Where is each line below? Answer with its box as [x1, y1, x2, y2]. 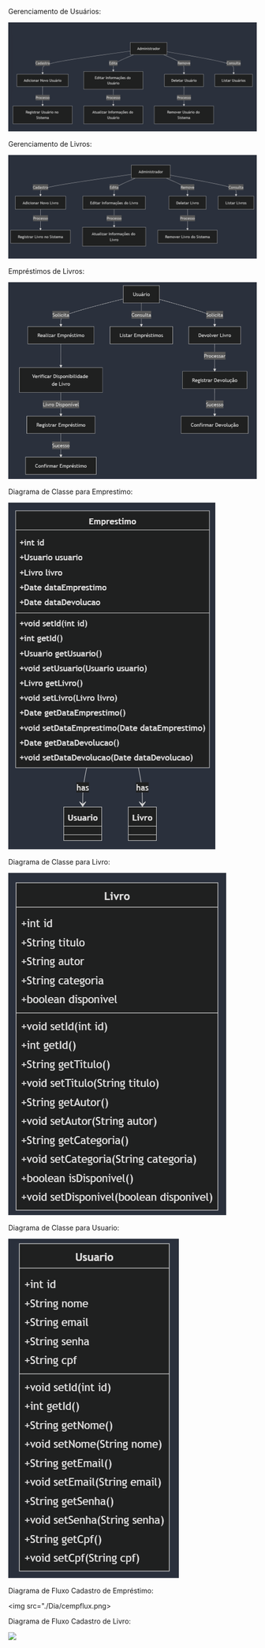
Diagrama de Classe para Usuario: [8, 1223, 120, 1232]
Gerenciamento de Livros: [8, 140, 92, 149]
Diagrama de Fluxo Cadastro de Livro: [8, 1616, 132, 1626]
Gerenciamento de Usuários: [8, 7, 102, 16]
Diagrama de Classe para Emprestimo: [8, 487, 133, 496]
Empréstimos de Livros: [8, 267, 85, 276]
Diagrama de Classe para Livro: [8, 857, 110, 866]
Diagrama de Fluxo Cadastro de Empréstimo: [8, 1586, 154, 1595]
